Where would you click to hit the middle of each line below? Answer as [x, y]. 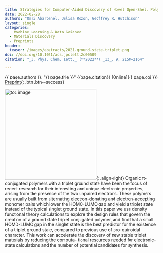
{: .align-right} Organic [119, 178]
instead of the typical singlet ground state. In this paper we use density [76, 209]
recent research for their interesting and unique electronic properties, [74, 189]
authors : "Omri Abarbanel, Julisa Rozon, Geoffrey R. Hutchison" [72, 18]
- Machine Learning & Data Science [45, 32]
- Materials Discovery [32, 37]
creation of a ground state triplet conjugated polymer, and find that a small [79, 220]
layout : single [20, 23]
